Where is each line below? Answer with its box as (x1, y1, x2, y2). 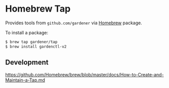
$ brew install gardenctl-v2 (5, 44, 67, 49)
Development (5, 58, 49, 67)
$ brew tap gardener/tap (5, 39, 58, 45)
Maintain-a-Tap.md (5, 77, 46, 83)
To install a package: (5, 29, 49, 35)
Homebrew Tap (5, 3, 71, 15)
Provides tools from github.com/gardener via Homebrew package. (5, 20, 143, 26)
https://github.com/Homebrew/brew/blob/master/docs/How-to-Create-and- (5, 71, 164, 77)
